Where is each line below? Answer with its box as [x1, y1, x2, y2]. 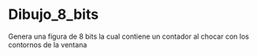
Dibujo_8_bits [8, 6, 99, 24]
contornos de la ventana [8, 39, 88, 49]
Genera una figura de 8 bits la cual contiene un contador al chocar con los [8, 32, 250, 41]
